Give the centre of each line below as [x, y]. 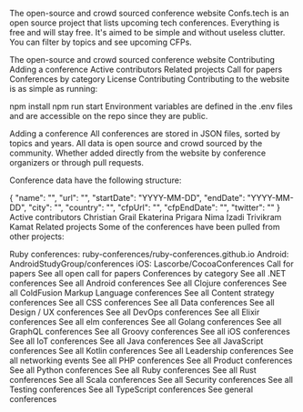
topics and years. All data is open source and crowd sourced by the [136, 143]
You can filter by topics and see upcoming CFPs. [101, 42]
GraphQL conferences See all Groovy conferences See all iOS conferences [150, 332]
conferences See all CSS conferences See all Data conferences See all [142, 302]
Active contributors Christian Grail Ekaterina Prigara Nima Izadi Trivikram [146, 217]
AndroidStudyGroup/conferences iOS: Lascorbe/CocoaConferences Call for [151, 264]
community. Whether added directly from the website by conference [138, 153]
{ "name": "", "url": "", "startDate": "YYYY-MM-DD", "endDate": [127, 198]
